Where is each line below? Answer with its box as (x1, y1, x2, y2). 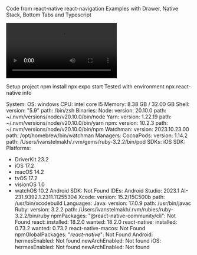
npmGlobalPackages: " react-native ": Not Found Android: (14, 231, 153, 238)
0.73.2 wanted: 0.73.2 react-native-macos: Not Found (14, 225, 146, 231)
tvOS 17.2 (14, 175, 38, 181)
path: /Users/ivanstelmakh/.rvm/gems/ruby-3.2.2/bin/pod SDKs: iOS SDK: (6, 138, 186, 145)
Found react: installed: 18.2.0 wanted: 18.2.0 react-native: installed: (14, 218, 178, 226)
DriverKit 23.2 (14, 156, 49, 163)
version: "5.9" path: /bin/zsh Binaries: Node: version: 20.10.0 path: (6, 107, 167, 114)
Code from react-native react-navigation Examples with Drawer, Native (6, 5, 179, 12)
